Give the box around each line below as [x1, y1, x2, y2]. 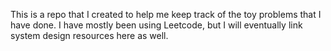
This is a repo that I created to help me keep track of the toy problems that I [10, 9, 322, 20]
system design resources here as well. [10, 30, 169, 41]
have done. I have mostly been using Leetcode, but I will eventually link [10, 19, 303, 31]
